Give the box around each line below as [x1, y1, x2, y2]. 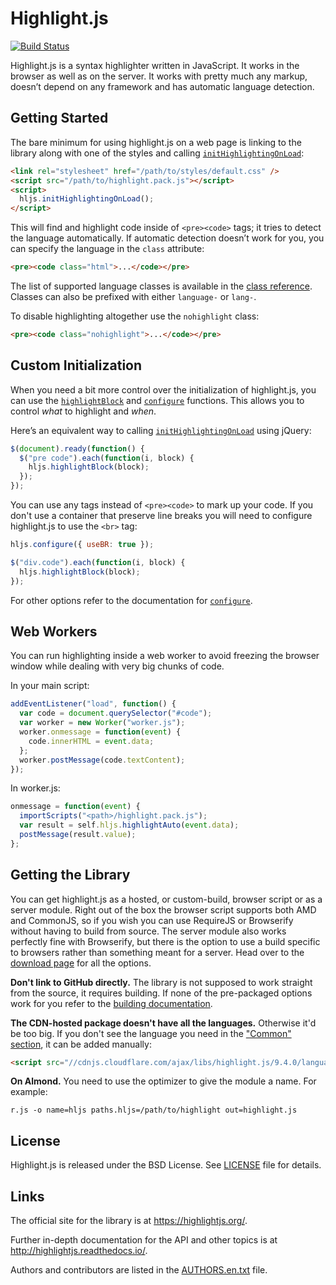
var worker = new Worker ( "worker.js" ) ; [19, 718, 186, 728]
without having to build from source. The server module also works [10, 925, 287, 937]
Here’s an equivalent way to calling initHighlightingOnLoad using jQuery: [10, 424, 312, 436]
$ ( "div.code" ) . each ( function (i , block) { [10, 557, 186, 567]
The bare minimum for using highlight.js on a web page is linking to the [10, 136, 302, 148]
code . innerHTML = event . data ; [28, 736, 155, 746]
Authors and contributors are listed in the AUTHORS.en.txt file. [10, 1264, 268, 1276]
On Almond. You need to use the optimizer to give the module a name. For [10, 1075, 317, 1087]
